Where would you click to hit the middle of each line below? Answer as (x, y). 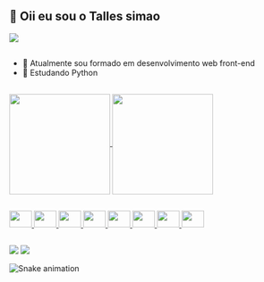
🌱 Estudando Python (60, 73)
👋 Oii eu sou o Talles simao (85, 17)
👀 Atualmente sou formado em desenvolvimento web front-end (138, 63)
